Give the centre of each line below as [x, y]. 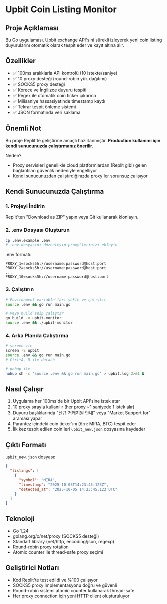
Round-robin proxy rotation [40, 547]
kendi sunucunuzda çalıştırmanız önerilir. [49, 146]
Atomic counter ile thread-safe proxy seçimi [58, 552]
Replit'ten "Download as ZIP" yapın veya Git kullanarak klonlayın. [72, 217]
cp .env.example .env [28, 240]
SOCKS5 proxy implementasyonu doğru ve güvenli [65, 585]
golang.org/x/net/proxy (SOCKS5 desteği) [56, 536]
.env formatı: [18, 255]
